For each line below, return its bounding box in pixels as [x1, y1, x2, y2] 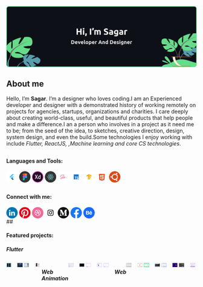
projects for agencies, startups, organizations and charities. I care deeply [6, 108, 188, 115]
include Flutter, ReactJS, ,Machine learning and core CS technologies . [6, 140, 181, 147]
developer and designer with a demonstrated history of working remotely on [6, 101, 196, 108]
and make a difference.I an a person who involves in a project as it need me [6, 120, 195, 127]
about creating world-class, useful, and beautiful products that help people [6, 114, 193, 121]
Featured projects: [6, 232, 54, 239]
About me [6, 79, 44, 89]
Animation [41, 274, 69, 282]
